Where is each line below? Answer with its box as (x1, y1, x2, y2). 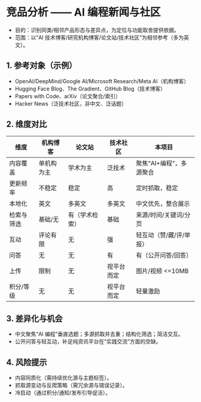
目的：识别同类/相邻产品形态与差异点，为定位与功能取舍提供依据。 (14, 26, 179, 33)
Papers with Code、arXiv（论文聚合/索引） (14, 92, 121, 99)
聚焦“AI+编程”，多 (135, 159, 187, 167)
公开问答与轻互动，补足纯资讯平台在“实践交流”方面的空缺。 (14, 338, 162, 345)
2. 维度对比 (6, 119, 47, 129)
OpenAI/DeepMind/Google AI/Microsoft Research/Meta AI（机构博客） (14, 77, 190, 84)
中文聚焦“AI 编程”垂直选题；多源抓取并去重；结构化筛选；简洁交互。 (14, 330, 184, 338)
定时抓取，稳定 (135, 184, 178, 192)
